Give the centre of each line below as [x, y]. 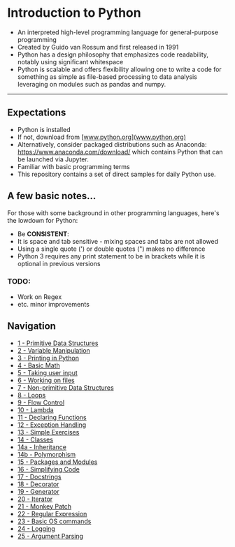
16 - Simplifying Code [49, 469]
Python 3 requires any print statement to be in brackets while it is [111, 256]
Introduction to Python [74, 13]
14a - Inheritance [42, 447]
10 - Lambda [35, 409]
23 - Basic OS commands [54, 521]
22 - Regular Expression [52, 513]
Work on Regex [40, 297]
